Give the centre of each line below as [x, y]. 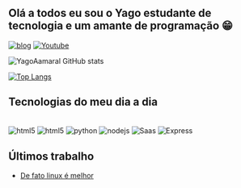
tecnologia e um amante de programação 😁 [120, 26]
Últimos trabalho [51, 156]
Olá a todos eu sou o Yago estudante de [110, 13]
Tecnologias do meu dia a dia [83, 102]
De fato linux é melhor [57, 176]
